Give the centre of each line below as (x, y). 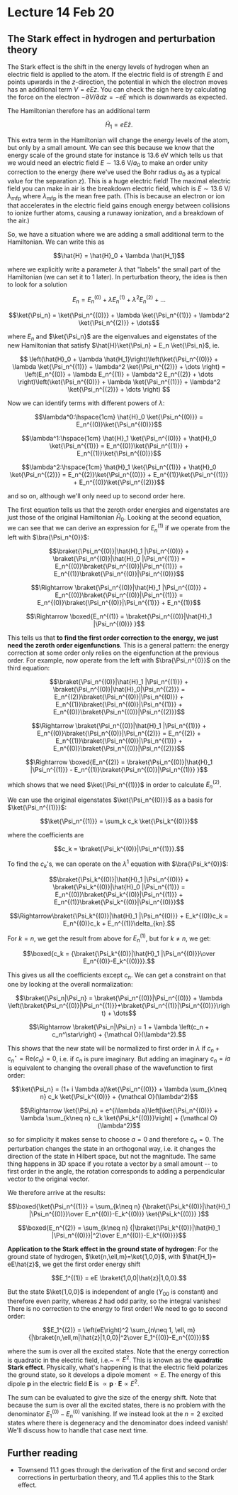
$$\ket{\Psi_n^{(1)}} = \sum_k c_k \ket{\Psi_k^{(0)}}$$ (119, 821)
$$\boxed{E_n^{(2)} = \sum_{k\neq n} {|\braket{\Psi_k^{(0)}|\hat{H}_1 (119, 1228)
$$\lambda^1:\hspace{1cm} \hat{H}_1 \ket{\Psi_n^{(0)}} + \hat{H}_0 (119, 439)
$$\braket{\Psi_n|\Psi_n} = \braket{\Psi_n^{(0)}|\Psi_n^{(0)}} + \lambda (119, 998)
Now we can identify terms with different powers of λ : (86, 403)
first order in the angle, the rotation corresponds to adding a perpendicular (116, 1171)
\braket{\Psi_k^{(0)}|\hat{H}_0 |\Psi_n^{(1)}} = (119, 886)
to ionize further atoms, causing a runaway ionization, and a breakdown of (116, 213)
